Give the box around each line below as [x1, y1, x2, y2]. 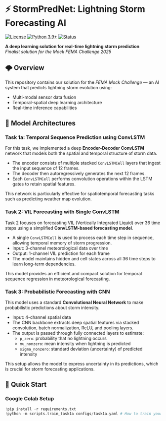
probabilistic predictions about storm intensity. [5, 305, 100, 311]
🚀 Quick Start [5, 380, 47, 389]
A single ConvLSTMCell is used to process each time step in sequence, [12, 235, 154, 241]
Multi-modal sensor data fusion [12, 94, 77, 100]
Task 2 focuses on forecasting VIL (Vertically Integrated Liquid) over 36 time [5, 220, 161, 226]
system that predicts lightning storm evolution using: [5, 84, 112, 90]
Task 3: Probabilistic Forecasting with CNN [5, 288, 110, 295]
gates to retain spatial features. [12, 181, 76, 187]
